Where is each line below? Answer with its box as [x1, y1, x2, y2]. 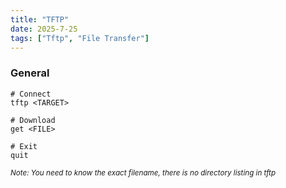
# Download [10, 115, 56, 125]
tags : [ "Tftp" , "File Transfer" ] [10, 33, 150, 43]
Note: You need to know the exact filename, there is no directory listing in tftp [10, 167, 277, 178]
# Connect [10, 89, 52, 99]
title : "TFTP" [10, 14, 70, 25]
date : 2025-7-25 [10, 24, 78, 34]
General [10, 66, 50, 80]
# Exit [10, 141, 38, 151]
